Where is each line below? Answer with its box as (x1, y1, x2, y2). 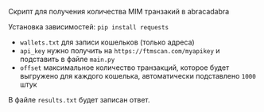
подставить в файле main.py (19, 55, 115, 64)
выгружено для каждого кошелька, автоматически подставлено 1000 (19, 71, 256, 80)
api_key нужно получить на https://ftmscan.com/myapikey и (19, 46, 220, 55)
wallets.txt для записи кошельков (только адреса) (19, 37, 195, 47)
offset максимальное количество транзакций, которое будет (19, 63, 230, 72)
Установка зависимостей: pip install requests (8, 22, 169, 31)
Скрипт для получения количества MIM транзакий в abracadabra (8, 7, 230, 16)
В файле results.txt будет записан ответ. (8, 95, 150, 104)
